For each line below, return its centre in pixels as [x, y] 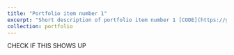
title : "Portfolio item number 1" [57, 13]
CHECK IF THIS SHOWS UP [47, 46]
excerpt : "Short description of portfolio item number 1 [92, 20]
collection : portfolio [40, 26]
